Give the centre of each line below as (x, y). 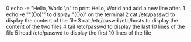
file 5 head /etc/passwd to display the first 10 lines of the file (79, 33)
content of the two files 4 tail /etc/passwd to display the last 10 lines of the (95, 26)
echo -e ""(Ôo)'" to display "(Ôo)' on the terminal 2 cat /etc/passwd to (91, 14)
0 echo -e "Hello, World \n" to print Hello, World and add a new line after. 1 (95, 8)
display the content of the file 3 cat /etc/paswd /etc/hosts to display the (92, 20)
